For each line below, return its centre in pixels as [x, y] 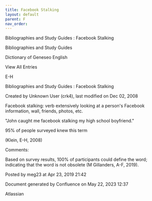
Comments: [17, 150]
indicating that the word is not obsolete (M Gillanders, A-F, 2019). [72, 165]
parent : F [15, 19]
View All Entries [21, 67]
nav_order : [16, 24]
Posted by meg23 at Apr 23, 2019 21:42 [46, 174]
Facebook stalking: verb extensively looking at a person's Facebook [75, 106]
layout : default [22, 14]
